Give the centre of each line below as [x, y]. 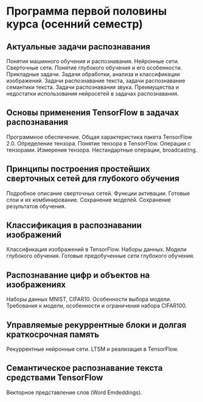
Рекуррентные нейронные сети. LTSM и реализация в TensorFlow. [92, 349]
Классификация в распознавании [74, 226]
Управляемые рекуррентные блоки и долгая [96, 325]
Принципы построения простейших [78, 169]
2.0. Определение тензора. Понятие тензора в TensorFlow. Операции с [98, 143]
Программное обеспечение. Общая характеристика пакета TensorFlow [99, 137]
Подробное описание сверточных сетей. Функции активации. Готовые [98, 193]
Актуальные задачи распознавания [78, 47]
